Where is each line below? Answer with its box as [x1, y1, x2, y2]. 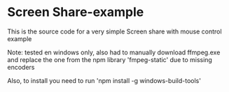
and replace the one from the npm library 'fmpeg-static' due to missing [7, 55, 212, 63]
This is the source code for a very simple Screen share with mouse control [7, 27, 222, 36]
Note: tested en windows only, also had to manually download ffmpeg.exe [7, 48, 221, 56]
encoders [7, 63, 35, 71]
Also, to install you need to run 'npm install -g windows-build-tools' [7, 76, 202, 84]
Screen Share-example [7, 4, 144, 20]
